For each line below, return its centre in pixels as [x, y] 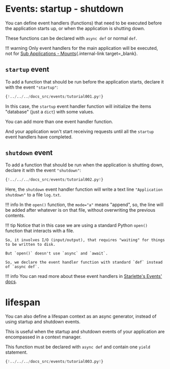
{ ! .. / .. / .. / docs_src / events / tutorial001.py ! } [54, 96]
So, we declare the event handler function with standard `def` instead [84, 263]
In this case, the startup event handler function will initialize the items [78, 106]
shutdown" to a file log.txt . [33, 195]
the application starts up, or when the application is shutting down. [75, 28]
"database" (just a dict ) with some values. [50, 111]
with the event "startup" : [32, 87]
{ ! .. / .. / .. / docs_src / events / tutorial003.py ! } [54, 362]
